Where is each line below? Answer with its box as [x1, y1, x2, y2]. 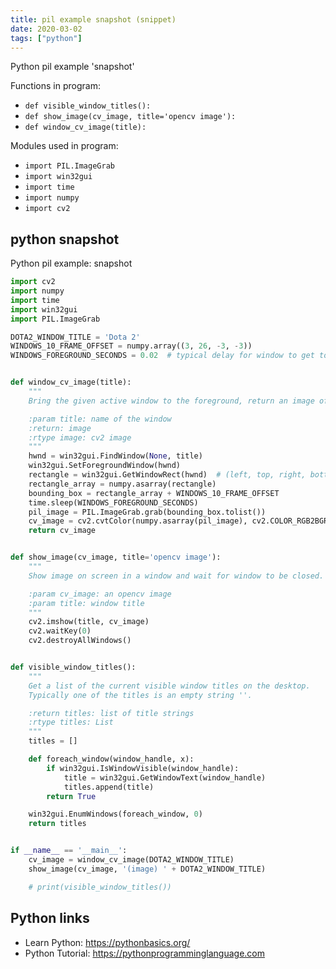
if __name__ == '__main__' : [10, 846, 128, 856]
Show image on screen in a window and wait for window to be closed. [28, 571, 325, 581]
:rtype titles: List [28, 717, 114, 728]
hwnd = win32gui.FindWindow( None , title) [28, 451, 203, 461]
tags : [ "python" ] [10, 33, 83, 43]
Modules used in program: [10, 140, 119, 152]
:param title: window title [28, 598, 145, 608]
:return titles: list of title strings [28, 708, 195, 718]
